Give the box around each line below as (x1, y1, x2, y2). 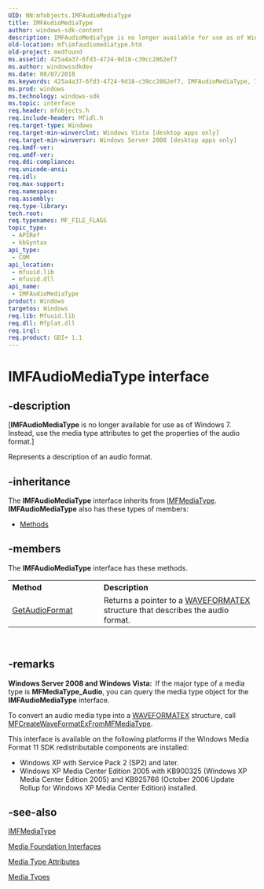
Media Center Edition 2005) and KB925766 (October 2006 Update (19, 774, 235, 784)
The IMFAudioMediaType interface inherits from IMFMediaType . (8, 496, 218, 505)
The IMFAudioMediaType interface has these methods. (8, 563, 189, 572)
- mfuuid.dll (11, 275, 55, 284)
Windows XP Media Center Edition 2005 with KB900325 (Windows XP (19, 766, 247, 776)
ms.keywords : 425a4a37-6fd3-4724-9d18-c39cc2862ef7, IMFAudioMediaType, (8, 77, 251, 85)
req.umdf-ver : (8, 151, 55, 158)
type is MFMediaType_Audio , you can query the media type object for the (8, 686, 249, 696)
